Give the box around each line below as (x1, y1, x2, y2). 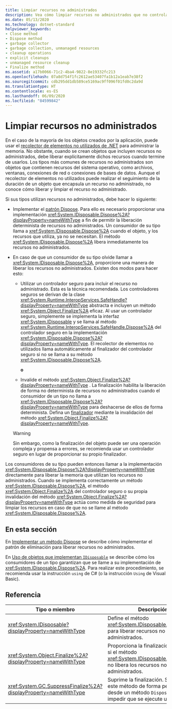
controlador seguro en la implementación (20, 329, 107, 336)
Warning (12, 430, 31, 437)
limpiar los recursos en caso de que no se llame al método (5, 505, 128, 511)
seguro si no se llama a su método (20, 351, 93, 358)
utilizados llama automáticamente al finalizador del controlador (20, 346, 153, 352)
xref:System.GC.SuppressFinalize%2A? (8, 682, 103, 690)
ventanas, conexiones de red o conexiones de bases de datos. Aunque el (5, 170, 160, 176)
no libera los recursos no (107, 661, 167, 668)
